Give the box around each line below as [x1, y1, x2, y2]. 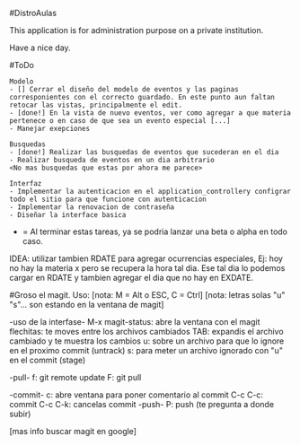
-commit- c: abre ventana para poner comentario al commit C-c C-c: [9, 389, 263, 400]
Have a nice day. [9, 42, 71, 53]
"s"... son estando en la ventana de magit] [9, 300, 164, 310]
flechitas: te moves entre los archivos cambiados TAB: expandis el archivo [9, 327, 285, 336]
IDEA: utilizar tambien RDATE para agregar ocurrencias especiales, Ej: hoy [9, 253, 283, 264]
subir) [9, 408, 31, 419]
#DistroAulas [9, 8, 57, 18]
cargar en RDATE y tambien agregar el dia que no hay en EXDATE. [9, 273, 254, 283]
